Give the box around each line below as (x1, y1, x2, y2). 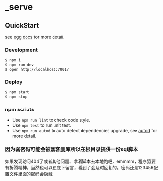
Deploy (5, 78, 23, 85)
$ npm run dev (5, 62, 34, 68)
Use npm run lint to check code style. (12, 117, 91, 123)
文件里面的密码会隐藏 (9, 171, 53, 177)
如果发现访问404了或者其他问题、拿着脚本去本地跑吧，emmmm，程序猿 (5, 158, 152, 164)
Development (5, 46, 38, 53)
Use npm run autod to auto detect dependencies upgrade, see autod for (12, 128, 157, 134)
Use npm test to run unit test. (12, 122, 71, 128)
